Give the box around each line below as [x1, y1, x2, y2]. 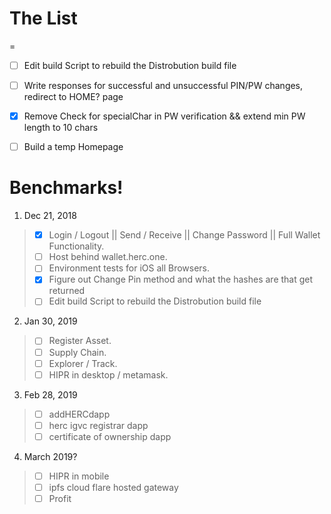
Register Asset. [48, 335, 112, 347]
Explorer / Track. [48, 357, 118, 369]
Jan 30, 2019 [23, 315, 78, 327]
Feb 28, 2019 [23, 388, 78, 401]
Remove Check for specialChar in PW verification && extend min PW [23, 110, 306, 122]
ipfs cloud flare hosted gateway [48, 481, 179, 493]
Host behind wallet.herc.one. [48, 251, 168, 263]
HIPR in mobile [48, 470, 110, 482]
